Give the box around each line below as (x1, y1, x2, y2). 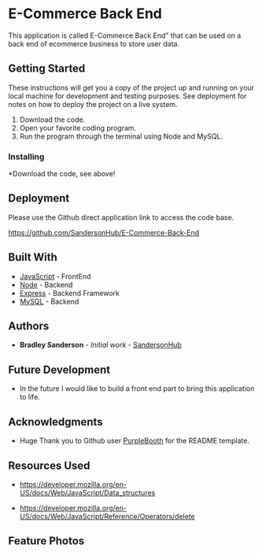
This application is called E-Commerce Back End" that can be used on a (8, 31, 242, 40)
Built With (8, 251, 57, 264)
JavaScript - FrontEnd (19, 271, 91, 281)
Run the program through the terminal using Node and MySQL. (19, 131, 223, 141)
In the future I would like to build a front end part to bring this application (19, 384, 255, 393)
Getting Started (8, 62, 86, 76)
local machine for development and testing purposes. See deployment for (8, 91, 247, 101)
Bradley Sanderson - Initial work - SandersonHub (19, 340, 183, 350)
